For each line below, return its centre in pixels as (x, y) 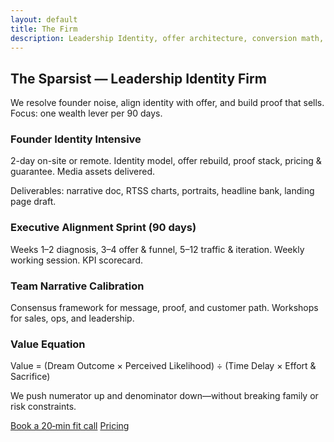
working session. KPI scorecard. (76, 260)
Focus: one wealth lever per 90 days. (86, 113)
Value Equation (48, 344)
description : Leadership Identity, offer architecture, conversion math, (167, 38)
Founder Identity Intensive (76, 139)
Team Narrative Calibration (77, 286)
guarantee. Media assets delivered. (83, 172)
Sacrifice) (30, 377)
